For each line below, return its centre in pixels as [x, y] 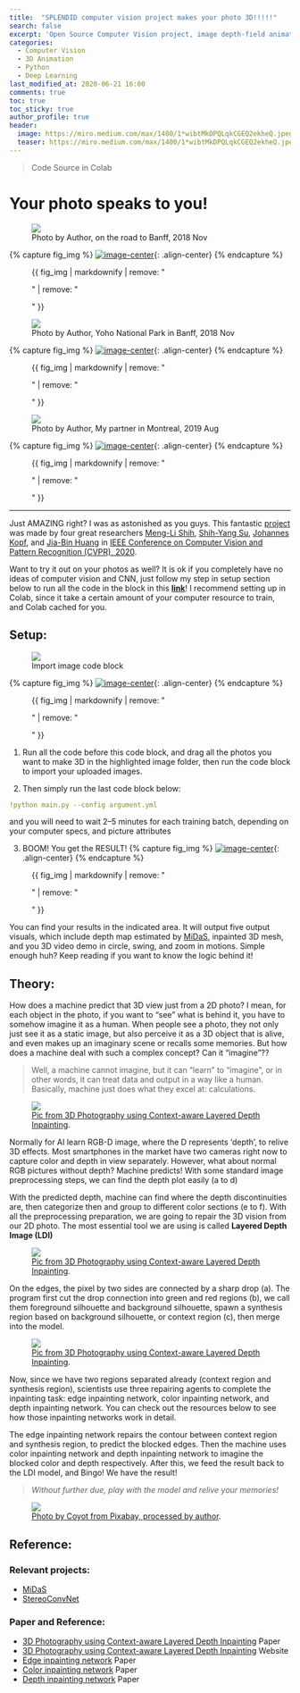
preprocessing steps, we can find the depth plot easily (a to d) [124, 1180]
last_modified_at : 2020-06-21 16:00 [77, 84]
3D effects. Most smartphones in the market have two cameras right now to [148, 1152]
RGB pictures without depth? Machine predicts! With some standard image [146, 1170]
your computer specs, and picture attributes [90, 831]
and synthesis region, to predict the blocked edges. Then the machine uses [148, 1445]
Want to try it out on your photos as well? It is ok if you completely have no [146, 569]
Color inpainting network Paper [79, 1670]
